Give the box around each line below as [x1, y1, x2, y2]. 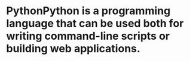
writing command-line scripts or [6, 30, 170, 43]
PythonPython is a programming [6, 4, 171, 18]
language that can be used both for [6, 17, 184, 30]
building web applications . [6, 42, 140, 56]
